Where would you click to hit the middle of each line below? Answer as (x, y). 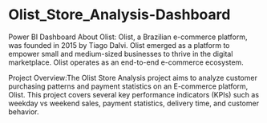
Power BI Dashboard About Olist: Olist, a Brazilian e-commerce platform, (128, 37)
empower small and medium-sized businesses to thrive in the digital (121, 54)
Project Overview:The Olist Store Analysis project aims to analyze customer (133, 77)
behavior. (24, 111)
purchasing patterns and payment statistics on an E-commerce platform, (128, 86)
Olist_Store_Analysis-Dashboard (119, 15)
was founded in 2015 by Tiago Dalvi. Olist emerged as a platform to (119, 45)
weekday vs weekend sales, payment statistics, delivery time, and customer (133, 103)
